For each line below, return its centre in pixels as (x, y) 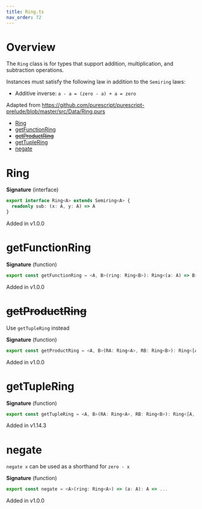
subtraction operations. (35, 70)
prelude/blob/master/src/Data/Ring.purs (56, 111)
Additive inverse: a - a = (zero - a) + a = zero (75, 93)
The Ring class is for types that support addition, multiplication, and (90, 64)
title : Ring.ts (25, 12)
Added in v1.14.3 (26, 425)
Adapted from (23, 105)
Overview (31, 47)
